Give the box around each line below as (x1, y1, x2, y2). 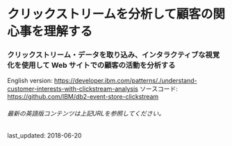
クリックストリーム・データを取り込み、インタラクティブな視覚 (7, 50, 220, 60)
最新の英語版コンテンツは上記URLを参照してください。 (7, 109, 165, 118)
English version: (7, 77, 53, 85)
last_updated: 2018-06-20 (7, 131, 82, 139)
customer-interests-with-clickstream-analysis (7, 84, 139, 93)
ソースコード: (140, 84, 179, 93)
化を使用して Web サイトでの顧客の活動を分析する (7, 60, 176, 70)
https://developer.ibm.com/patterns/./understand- (54, 77, 197, 85)
